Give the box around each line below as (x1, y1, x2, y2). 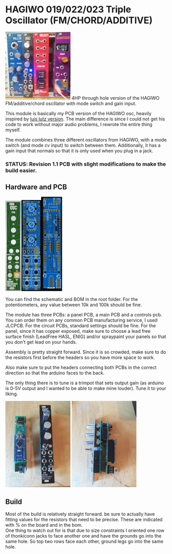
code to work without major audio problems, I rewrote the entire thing (5, 121, 153, 127)
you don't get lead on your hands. (5, 338, 77, 345)
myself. (5, 127, 21, 133)
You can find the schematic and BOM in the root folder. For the (5, 296, 138, 302)
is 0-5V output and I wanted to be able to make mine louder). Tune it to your (5, 385, 166, 391)
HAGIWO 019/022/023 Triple (5, 4, 131, 15)
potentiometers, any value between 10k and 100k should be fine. (5, 301, 143, 308)
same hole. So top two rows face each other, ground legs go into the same (5, 539, 164, 545)
